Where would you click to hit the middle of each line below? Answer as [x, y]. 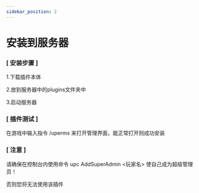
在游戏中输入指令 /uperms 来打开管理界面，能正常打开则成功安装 [86, 133]
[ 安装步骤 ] [22, 63]
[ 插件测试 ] [22, 119]
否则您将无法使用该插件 [35, 184]
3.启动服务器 [22, 102]
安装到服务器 [38, 43]
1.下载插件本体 [24, 77]
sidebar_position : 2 [32, 12]
